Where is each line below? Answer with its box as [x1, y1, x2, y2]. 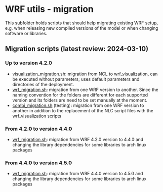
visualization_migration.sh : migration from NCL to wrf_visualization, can [12, 71, 158, 77]
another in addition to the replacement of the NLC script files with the [12, 107, 154, 113]
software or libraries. [5, 30, 48, 36]
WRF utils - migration [5, 3, 94, 15]
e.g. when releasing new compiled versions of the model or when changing [5, 25, 159, 31]
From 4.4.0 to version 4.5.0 [5, 159, 72, 166]
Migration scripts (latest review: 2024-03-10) [5, 45, 149, 53]
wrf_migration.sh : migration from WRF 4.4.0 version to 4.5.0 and [12, 171, 143, 177]
